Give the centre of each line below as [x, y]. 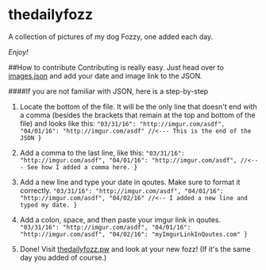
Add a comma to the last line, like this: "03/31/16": [102, 152]
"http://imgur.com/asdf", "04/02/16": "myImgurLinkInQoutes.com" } [133, 234]
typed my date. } [48, 205]
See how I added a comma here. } [83, 167]
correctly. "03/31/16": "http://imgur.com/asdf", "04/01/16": [121, 190]
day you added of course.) [63, 257]
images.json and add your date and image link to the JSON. [105, 75]
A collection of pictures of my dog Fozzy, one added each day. [111, 37]
